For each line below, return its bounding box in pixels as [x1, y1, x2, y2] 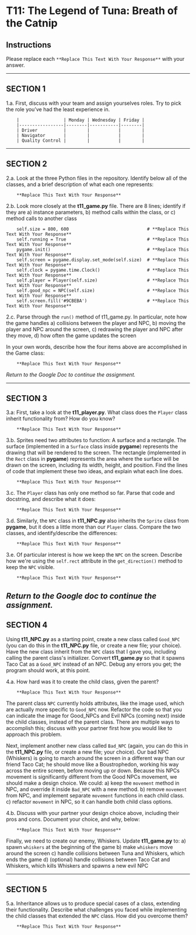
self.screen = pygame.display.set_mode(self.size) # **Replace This [16, 256, 190, 263]
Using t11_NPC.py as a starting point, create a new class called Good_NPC [6, 635, 180, 642]
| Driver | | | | [16, 127, 145, 133]
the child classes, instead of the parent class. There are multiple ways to [6, 718, 180, 725]
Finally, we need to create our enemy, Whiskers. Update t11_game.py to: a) [6, 837, 187, 844]
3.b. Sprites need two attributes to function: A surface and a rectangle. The [6, 437, 187, 444]
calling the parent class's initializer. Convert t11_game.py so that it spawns [6, 654, 185, 661]
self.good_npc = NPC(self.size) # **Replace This [16, 287, 190, 293]
